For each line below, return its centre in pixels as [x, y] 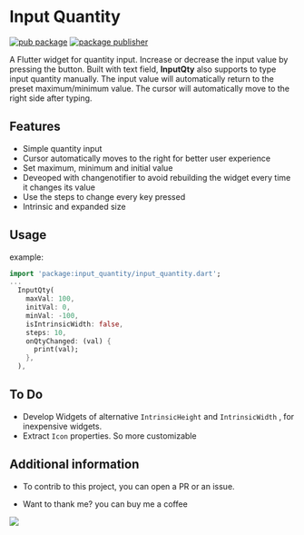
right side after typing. [51, 98]
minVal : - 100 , [52, 315]
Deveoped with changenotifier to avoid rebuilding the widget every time [157, 177]
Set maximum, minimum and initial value [98, 168]
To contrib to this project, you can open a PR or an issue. [128, 486]
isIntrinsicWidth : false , [75, 324]
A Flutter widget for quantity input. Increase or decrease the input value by [149, 59]
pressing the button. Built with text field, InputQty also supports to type [143, 69]
